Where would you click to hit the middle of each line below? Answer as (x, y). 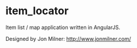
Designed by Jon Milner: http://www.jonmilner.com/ (68, 39)
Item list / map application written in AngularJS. (63, 27)
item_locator (37, 11)
